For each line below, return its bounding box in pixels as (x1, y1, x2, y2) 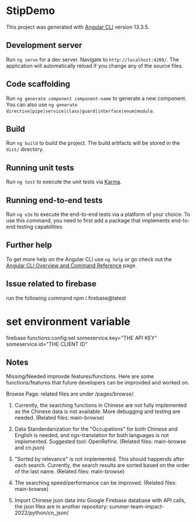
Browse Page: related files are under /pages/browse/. (6, 390, 135, 397)
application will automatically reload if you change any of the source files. (6, 62, 183, 69)
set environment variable (6, 315, 130, 328)
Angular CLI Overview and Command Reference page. (6, 262, 137, 269)
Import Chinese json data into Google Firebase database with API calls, (14, 497, 186, 504)
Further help (6, 240, 53, 250)
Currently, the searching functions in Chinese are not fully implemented (14, 402, 187, 409)
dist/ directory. (6, 146, 44, 153)
